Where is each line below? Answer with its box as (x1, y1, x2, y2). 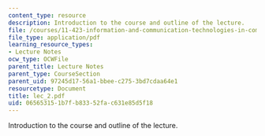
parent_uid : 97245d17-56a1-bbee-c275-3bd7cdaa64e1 (8, 77, 178, 85)
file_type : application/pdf (8, 33, 101, 42)
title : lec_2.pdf (8, 92, 65, 100)
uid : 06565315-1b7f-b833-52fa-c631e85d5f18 (8, 99, 154, 107)
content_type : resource (8, 11, 87, 20)
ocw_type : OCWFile (8, 56, 69, 64)
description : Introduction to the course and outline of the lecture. (8, 19, 245, 27)
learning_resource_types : (8, 41, 93, 49)
